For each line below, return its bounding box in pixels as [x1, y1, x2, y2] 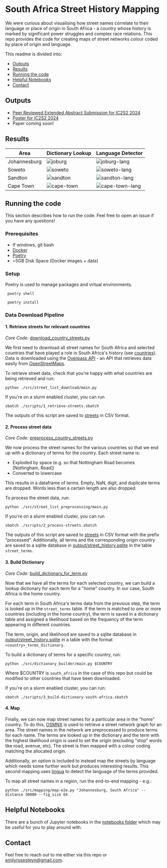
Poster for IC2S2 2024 [12, 115, 59, 121]
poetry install [7, 300, 39, 305]
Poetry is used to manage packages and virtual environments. [5, 281, 133, 287]
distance [5, 792, 23, 797]
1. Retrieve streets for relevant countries [5, 324, 90, 330]
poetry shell [7, 291, 35, 296]
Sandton [7, 174, 27, 181]
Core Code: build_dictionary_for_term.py [5, 570, 88, 576]
